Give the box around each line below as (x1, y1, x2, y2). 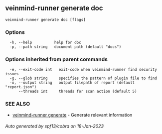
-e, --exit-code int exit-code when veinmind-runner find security (9, 67, 157, 72)
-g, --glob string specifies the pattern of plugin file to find (9, 76, 157, 81)
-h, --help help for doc (9, 40, 81, 45)
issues (5, 72, 19, 77)
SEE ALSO (5, 101, 30, 108)
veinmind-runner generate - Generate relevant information (12, 112, 133, 118)
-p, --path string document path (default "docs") (9, 44, 122, 49)
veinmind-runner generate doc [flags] (5, 17, 86, 22)
